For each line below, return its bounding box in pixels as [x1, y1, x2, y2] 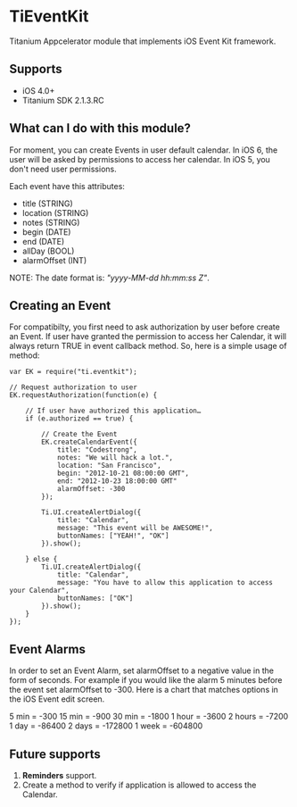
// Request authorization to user [9, 383, 138, 392]
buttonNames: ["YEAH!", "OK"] [56, 531, 169, 541]
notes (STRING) [21, 217, 80, 228]
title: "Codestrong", [56, 445, 138, 454]
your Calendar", [9, 587, 70, 595]
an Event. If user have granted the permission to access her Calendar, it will [9, 331, 287, 342]
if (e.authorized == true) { [25, 414, 134, 423]
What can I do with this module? [9, 121, 192, 136]
